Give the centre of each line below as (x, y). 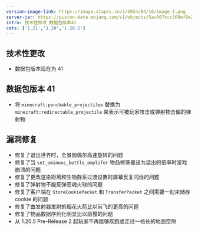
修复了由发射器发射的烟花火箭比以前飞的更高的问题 (77, 206)
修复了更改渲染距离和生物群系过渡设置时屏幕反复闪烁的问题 (87, 177)
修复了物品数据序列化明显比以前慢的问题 (64, 213)
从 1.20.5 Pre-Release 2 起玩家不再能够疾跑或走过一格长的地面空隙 (95, 221)
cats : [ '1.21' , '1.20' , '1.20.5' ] (46, 28)
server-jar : (21, 17)
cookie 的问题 (31, 199)
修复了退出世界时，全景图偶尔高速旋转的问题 (69, 155)
